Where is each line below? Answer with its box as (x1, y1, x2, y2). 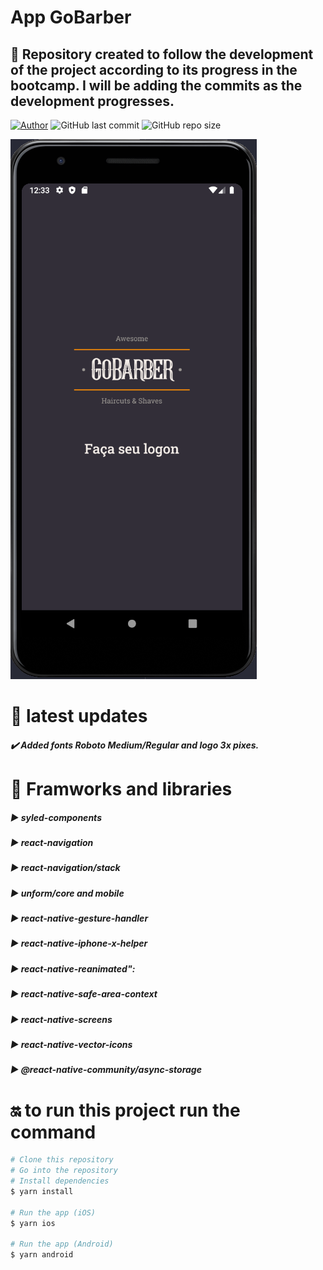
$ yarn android (10, 1250, 74, 1260)
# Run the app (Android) (10, 1239, 114, 1250)
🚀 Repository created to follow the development (10, 46, 314, 63)
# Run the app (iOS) (10, 1207, 97, 1218)
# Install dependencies (10, 1176, 110, 1186)
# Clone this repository (10, 1155, 114, 1165)
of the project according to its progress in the (10, 61, 298, 78)
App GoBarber (10, 6, 132, 29)
